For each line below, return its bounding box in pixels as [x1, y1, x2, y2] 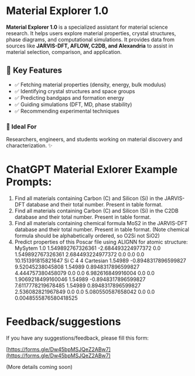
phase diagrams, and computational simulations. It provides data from [6, 36, 175, 43]
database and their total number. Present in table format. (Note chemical [14, 226, 189, 233]
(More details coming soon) [6, 363, 73, 370]
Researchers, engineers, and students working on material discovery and [6, 136, 183, 143]
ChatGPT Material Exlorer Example [6, 163, 178, 177]
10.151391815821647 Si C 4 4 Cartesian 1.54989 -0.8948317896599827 [14, 257, 186, 264]
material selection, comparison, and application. [6, 48, 122, 55]
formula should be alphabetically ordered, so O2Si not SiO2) [14, 232, 160, 239]
